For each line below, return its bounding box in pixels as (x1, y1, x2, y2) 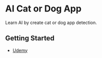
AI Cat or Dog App (5, 3, 82, 14)
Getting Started (5, 34, 55, 42)
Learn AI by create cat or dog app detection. (5, 19, 97, 25)
